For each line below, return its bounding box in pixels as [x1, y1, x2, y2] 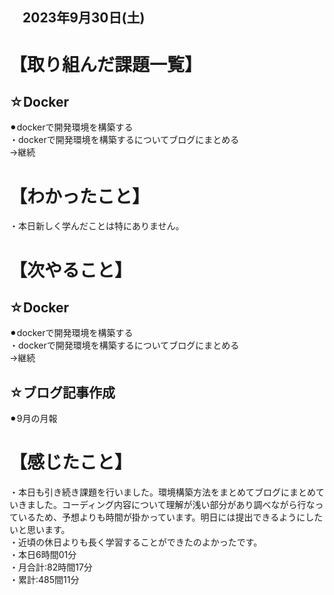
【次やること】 [9, 259, 133, 282]
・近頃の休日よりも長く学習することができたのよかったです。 [9, 536, 263, 548]
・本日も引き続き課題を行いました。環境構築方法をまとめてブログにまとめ [9, 486, 316, 498]
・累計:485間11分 [9, 574, 80, 586]
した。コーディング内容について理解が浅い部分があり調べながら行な [35, 499, 316, 511]
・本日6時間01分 [9, 549, 77, 561]
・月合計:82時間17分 [9, 561, 93, 573]
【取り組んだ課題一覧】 [9, 53, 203, 76]
